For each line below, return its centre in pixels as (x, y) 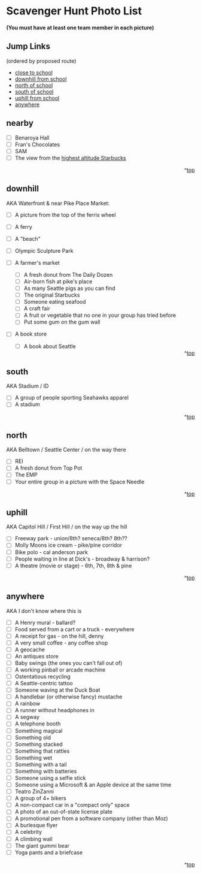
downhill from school (41, 78)
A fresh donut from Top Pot (48, 468)
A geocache (30, 649)
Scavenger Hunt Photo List (74, 11)
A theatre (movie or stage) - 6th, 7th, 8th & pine (73, 565)
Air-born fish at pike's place (58, 282)
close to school (33, 72)
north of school (34, 85)
